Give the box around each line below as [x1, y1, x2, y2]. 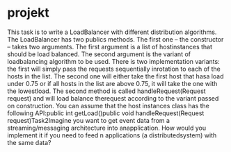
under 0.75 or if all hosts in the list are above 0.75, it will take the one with [7, 79, 218, 87]
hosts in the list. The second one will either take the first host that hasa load [7, 71, 224, 81]
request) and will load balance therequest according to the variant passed [7, 94, 219, 102]
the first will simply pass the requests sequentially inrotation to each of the [7, 65, 221, 73]
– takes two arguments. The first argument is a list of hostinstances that [7, 42, 213, 51]
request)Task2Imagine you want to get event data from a [7, 116, 170, 124]
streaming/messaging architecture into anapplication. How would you [7, 124, 207, 132]
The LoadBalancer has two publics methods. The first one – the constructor [7, 35, 224, 43]
